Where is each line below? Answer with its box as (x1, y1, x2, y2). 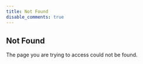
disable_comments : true (6, 14, 64, 20)
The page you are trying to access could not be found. (6, 51, 138, 59)
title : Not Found (6, 8, 49, 15)
